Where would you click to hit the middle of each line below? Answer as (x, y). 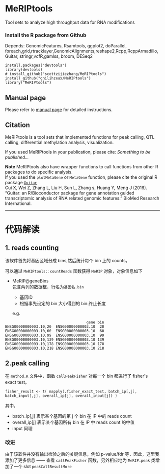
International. (18, 203)
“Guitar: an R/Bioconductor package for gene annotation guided (70, 193)
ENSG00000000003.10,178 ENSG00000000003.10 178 (55, 344)
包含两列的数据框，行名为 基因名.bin (48, 286)
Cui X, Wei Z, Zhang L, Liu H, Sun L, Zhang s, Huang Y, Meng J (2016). (76, 188)
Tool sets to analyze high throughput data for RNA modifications (70, 22)
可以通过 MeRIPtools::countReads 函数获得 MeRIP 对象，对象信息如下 (74, 271)
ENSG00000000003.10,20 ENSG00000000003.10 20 (55, 326)
